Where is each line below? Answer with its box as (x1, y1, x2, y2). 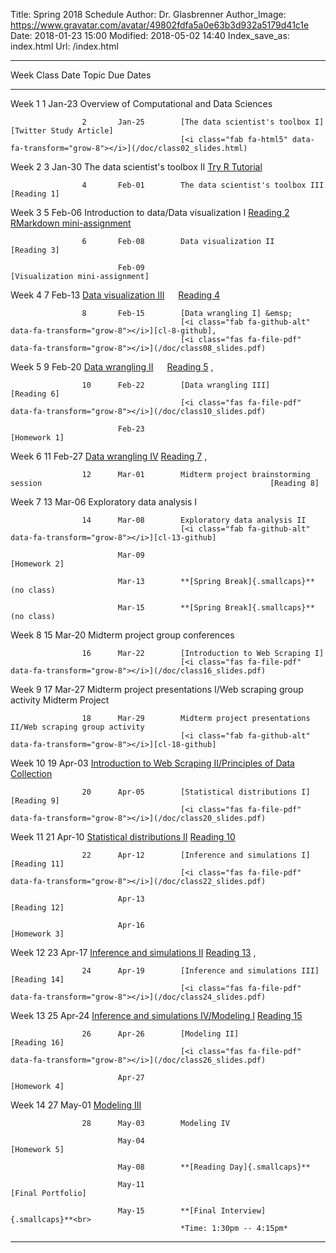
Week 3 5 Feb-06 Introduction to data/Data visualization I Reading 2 (10, 207, 290, 218)
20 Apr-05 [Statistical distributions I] (81, 787, 311, 797)
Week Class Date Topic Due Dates (10, 69, 152, 81)
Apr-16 (117, 920, 145, 930)
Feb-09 (117, 263, 145, 273)
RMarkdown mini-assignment (10, 217, 132, 229)
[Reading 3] (10, 245, 60, 255)
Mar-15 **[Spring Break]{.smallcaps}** (117, 603, 315, 613)
